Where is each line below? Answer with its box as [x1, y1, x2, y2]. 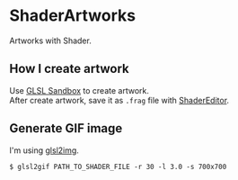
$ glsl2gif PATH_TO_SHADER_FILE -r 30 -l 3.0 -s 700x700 [9, 162, 227, 171]
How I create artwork [9, 61, 130, 76]
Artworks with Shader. [9, 35, 92, 46]
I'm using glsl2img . [9, 145, 79, 156]
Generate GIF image [9, 121, 123, 136]
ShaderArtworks [9, 5, 137, 26]
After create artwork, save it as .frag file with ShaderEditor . [9, 94, 230, 105]
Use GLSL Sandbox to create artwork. [9, 85, 150, 95]
